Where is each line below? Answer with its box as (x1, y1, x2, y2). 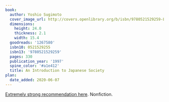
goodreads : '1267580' (10, 40, 55, 45)
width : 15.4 (14, 36, 39, 41)
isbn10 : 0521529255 (10, 45, 51, 50)
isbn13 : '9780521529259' (10, 49, 62, 54)
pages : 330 (10, 54, 33, 59)
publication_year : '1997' (10, 59, 64, 64)
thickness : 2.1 (14, 31, 46, 36)
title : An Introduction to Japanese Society (10, 68, 105, 73)
